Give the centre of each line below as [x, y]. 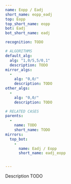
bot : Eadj [15, 28]
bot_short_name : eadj [28, 33]
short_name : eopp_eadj [29, 14]
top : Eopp [15, 19]
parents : [14, 116]
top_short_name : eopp [28, 24]
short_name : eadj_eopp [42, 153]
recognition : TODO [24, 42]
